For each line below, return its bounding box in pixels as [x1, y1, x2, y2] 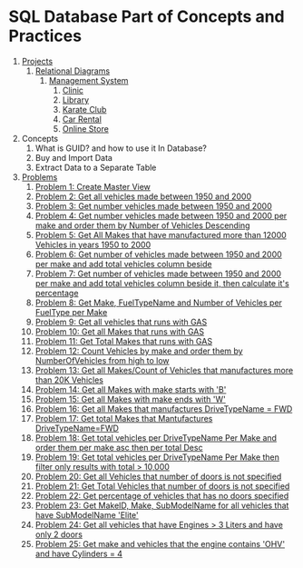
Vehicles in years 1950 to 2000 [34, 239, 151, 250]
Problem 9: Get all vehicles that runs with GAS [34, 316, 208, 327]
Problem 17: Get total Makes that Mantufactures [34, 413, 213, 424]
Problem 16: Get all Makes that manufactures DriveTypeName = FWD [34, 403, 293, 414]
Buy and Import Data [34, 152, 112, 163]
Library [62, 94, 90, 105]
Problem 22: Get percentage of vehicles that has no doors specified [34, 490, 289, 501]
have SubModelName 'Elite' [34, 509, 139, 520]
